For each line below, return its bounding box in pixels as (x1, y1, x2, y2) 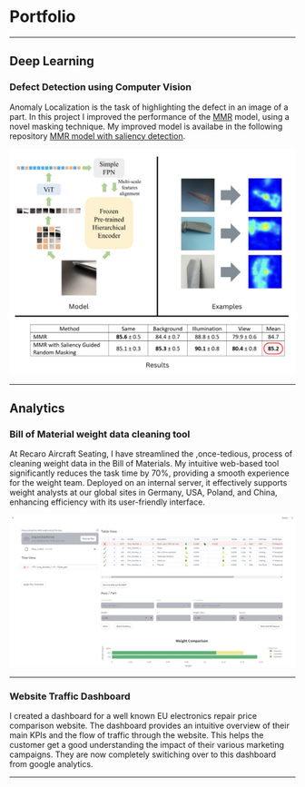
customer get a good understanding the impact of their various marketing (9, 740, 284, 751)
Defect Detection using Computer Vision (9, 81, 192, 93)
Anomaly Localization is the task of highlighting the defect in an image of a (9, 102, 289, 113)
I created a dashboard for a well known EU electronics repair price (9, 711, 257, 722)
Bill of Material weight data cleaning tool (9, 428, 191, 441)
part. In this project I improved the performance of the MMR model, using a (9, 111, 290, 122)
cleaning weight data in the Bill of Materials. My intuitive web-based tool (9, 458, 280, 469)
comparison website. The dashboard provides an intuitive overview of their (9, 720, 290, 732)
